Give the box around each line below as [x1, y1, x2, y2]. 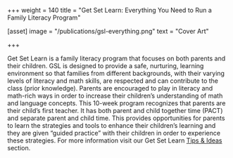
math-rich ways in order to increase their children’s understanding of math [7, 91, 223, 100]
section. [7, 144, 31, 152]
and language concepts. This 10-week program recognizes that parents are [7, 99, 226, 107]
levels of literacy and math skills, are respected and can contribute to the [7, 77, 219, 85]
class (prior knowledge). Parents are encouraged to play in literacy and [7, 84, 213, 92]
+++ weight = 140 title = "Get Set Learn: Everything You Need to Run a [7, 6, 213, 14]
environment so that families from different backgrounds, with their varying [7, 70, 225, 77]
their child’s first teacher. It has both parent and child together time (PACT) [7, 107, 223, 114]
